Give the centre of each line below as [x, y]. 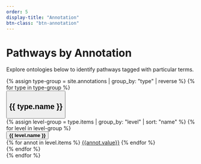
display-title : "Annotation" [43, 17]
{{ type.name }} [36, 107]
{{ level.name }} [28, 135]
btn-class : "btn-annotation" [43, 23]
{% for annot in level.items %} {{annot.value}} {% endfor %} [81, 142]
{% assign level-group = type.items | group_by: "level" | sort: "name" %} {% [101, 122]
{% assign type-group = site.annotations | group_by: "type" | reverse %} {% [101, 81]
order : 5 [17, 12]
